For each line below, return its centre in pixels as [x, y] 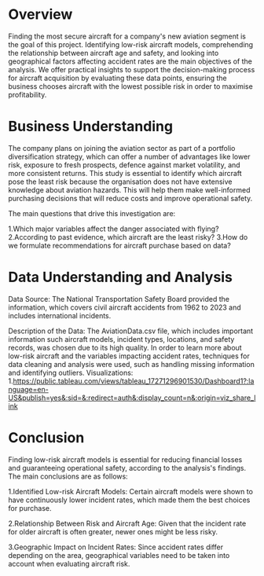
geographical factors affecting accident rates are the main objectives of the [130, 61]
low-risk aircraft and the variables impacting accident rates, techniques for [129, 356]
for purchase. [30, 508]
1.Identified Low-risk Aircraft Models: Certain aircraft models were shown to [131, 491]
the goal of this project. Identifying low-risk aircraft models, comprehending [131, 44]
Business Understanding [91, 127]
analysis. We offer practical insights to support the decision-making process [132, 69]
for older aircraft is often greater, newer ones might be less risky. [113, 531]
